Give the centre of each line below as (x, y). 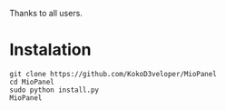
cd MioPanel (32, 82)
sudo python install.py (54, 90)
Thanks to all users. (46, 13)
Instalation (50, 50)
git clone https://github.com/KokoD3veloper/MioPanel (113, 74)
